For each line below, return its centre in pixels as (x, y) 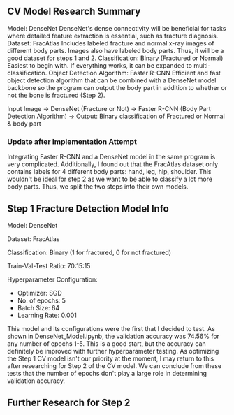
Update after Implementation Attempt (72, 141)
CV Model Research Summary (74, 12)
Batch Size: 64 (38, 307)
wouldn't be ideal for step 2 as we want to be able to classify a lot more (110, 179)
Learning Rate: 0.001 (47, 315)
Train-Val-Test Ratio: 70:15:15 (49, 265)
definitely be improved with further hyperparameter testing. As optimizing (113, 351)
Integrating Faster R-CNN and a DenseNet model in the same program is (111, 157)
